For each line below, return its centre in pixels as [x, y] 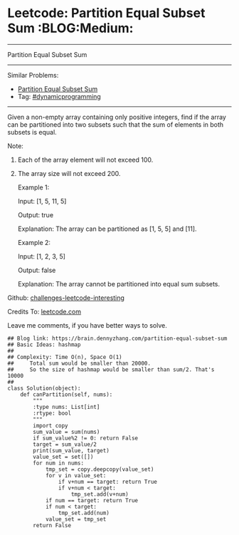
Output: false [37, 270]
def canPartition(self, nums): [67, 394]
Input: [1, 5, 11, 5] [42, 201]
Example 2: [34, 242]
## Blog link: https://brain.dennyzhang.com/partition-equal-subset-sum [117, 338]
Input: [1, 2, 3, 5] [42, 256]
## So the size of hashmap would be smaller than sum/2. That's [111, 369]
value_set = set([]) [63, 457]
